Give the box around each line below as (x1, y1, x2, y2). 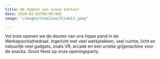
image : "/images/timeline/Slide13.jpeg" (5, 16, 89, 21)
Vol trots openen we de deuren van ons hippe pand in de (5, 33, 119, 39)
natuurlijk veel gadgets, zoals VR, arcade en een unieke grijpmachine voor (5, 44, 154, 49)
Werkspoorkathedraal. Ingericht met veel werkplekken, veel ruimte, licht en (5, 38, 156, 44)
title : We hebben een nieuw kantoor (5, 7, 79, 12)
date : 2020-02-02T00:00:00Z (5, 12, 62, 16)
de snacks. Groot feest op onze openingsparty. (5, 48, 100, 54)
